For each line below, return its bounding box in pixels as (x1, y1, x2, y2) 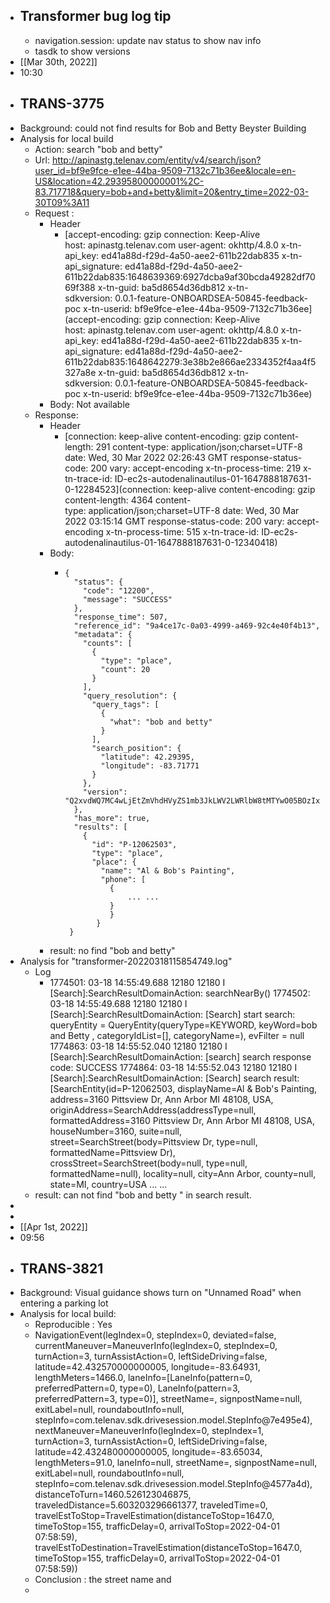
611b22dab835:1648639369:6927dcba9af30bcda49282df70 (64, 270, 316, 283)
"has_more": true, (73, 813, 151, 823)
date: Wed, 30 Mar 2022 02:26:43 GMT (64, 451, 228, 463)
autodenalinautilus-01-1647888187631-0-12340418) (64, 536, 278, 548)
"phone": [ (100, 874, 147, 884)
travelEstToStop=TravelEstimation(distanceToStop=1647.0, (34, 1510, 275, 1522)
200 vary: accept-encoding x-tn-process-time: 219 (90, 462, 302, 474)
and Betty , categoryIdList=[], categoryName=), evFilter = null (49, 1029, 305, 1041)
